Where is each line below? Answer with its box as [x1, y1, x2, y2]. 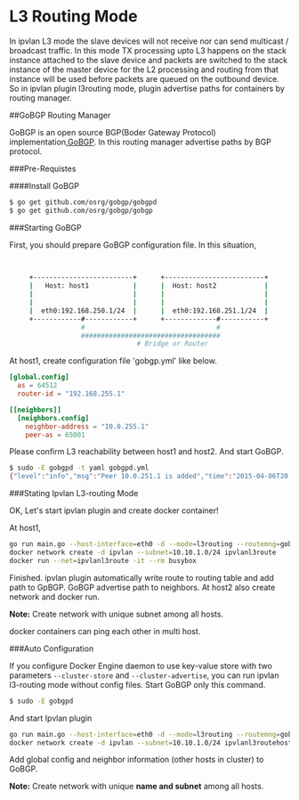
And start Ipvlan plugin [9, 713, 93, 723]
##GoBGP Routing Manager [9, 110, 111, 120]
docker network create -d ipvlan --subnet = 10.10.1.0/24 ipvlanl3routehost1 [9, 738, 296, 747]
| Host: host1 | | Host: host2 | [28, 282, 269, 290]
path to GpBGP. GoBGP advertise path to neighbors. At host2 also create [9, 582, 276, 592]
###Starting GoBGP [9, 222, 82, 233]
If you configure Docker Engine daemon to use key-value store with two [9, 660, 273, 671]
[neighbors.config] [17, 413, 90, 422]
